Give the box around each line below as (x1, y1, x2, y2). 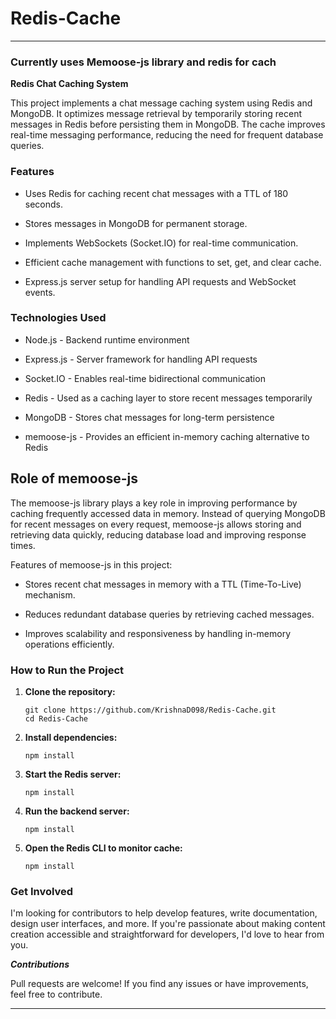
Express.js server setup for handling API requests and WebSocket (24, 275, 297, 287)
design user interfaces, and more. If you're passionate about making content (10, 918, 326, 930)
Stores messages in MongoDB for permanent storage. (24, 217, 248, 229)
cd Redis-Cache (24, 713, 89, 724)
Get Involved (10, 884, 74, 898)
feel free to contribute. (10, 988, 103, 1001)
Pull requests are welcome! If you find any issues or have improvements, (10, 978, 309, 990)
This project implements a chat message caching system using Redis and (10, 97, 313, 109)
